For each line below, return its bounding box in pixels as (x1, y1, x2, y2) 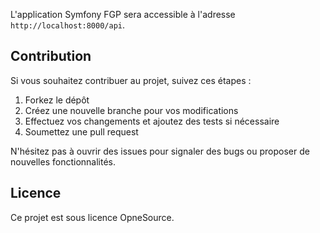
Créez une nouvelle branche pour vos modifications (24, 104, 239, 116)
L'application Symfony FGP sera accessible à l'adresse (10, 9, 236, 20)
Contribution (10, 48, 92, 65)
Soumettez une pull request (24, 125, 139, 138)
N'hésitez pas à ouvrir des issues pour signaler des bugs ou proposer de (10, 145, 310, 157)
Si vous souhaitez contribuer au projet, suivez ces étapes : (10, 74, 252, 86)
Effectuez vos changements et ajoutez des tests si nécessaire (24, 115, 280, 127)
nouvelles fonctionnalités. (10, 155, 116, 168)
